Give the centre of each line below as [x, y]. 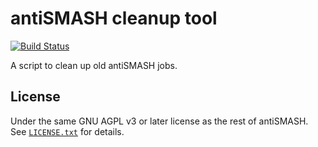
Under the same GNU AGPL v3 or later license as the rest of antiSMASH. [159, 121]
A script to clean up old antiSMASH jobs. [94, 65]
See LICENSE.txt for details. [67, 131]
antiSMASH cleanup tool [114, 18]
